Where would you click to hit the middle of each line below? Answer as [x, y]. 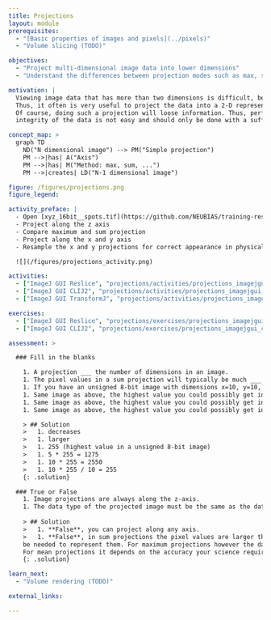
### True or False [47, 492]
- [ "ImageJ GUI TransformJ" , [65, 299]
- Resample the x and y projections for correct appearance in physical [140, 247]
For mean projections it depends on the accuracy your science [131, 552]
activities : [28, 276]
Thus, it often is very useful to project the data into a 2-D [124, 105]
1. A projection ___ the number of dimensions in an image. [126, 372]
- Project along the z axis [63, 224]
